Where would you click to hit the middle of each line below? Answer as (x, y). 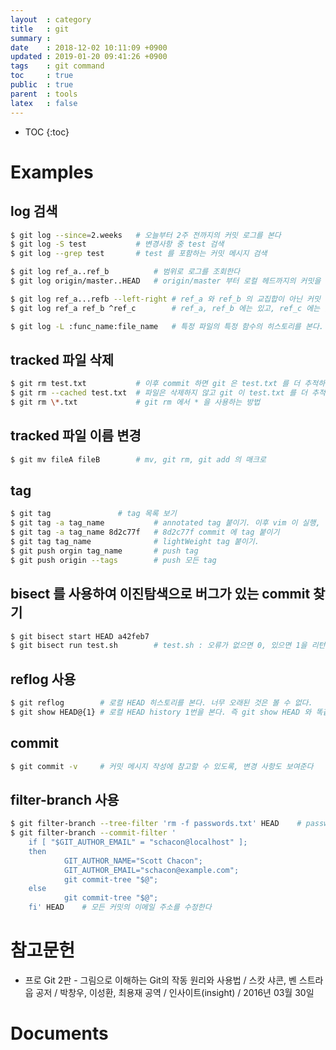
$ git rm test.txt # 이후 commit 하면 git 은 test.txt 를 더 (155, 384)
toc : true (42, 76)
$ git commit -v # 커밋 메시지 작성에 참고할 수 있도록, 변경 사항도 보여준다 (162, 766)
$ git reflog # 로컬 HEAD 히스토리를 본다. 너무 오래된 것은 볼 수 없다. (161, 703)
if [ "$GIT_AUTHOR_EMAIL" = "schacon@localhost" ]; (138, 842)
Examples (52, 172)
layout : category (51, 19)
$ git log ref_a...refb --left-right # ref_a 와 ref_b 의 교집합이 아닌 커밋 (166, 299)
